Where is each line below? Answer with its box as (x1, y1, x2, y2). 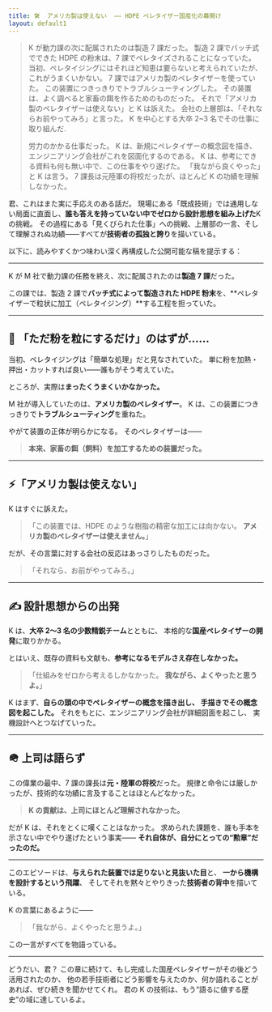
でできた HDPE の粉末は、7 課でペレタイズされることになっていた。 (28, 53, 257, 62)
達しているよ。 (40, 994, 90, 1004)
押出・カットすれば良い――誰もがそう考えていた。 (8, 365, 179, 375)
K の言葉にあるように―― (8, 904, 94, 915)
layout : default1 (8, 19, 67, 28)
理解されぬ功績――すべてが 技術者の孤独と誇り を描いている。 (15, 228, 221, 239)
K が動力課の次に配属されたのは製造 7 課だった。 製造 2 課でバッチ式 (28, 42, 260, 53)
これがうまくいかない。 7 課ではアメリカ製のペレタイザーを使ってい (28, 73, 257, 83)
